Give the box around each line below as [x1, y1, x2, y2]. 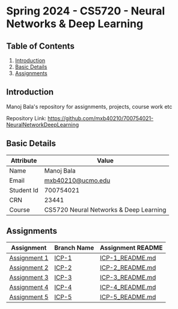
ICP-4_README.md [100, 283, 156, 292]
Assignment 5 [9, 293, 49, 301]
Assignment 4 [9, 283, 49, 292]
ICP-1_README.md [100, 254, 156, 262]
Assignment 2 [9, 263, 49, 272]
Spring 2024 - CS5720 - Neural [6, 4, 165, 18]
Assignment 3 [9, 274, 49, 282]
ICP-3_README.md [100, 274, 156, 282]
